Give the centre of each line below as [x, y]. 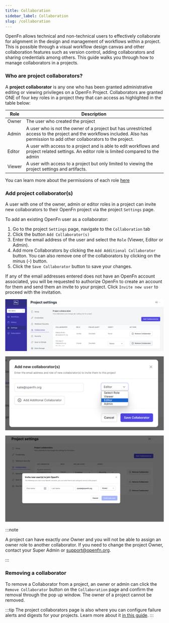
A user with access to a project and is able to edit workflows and [93, 146]
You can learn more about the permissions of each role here [67, 180]
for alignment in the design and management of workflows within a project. [83, 41]
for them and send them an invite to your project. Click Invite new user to [82, 287]
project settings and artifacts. [56, 169]
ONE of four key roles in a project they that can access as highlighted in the [83, 98]
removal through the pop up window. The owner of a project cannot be [78, 595]
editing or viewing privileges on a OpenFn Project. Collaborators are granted [84, 92]
